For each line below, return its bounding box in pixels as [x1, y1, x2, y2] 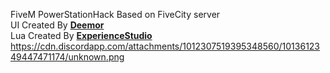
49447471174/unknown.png [10, 51, 125, 63]
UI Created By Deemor [10, 19, 105, 31]
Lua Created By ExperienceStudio [10, 30, 153, 41]
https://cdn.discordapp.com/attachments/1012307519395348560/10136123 [10, 40, 321, 52]
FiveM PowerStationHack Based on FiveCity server [10, 9, 221, 20]
